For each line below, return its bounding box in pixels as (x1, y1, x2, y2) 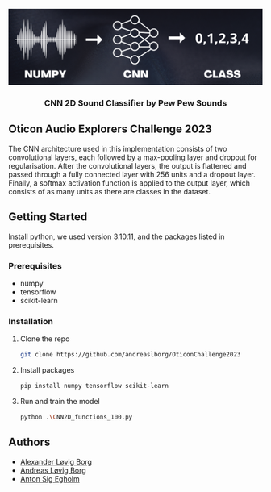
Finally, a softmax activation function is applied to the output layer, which (8, 177, 250, 188)
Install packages (19, 365, 75, 375)
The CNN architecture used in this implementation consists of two (8, 144, 227, 153)
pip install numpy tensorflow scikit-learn (19, 382, 169, 390)
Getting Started (8, 210, 88, 224)
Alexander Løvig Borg (19, 457, 93, 466)
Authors (8, 436, 51, 449)
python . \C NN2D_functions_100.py (19, 413, 133, 421)
